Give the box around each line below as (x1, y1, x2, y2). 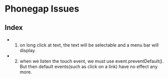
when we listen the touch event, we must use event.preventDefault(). (19, 58, 164, 64)
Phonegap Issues (5, 3, 80, 15)
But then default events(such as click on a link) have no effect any (19, 64, 158, 69)
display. (19, 48, 36, 53)
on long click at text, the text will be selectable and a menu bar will (19, 42, 159, 48)
